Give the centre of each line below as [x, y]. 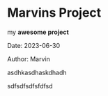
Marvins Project [54, 13]
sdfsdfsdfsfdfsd [30, 86]
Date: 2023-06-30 [34, 45]
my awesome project [38, 32]
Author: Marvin [29, 59]
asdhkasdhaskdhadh [37, 72]
